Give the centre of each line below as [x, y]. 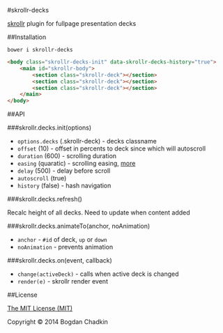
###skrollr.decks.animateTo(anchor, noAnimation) [79, 226]
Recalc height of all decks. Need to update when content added [99, 212]
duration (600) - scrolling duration [67, 156]
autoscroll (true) [42, 178]
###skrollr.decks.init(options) [49, 127]
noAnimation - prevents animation [65, 247]
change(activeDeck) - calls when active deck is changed [98, 274]
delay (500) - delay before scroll [64, 171]
